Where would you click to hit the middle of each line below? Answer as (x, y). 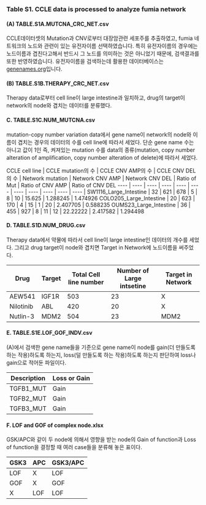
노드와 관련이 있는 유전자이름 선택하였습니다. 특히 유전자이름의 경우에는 (113, 46)
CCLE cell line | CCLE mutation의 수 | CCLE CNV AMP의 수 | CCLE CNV (95, 170)
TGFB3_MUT (28, 409)
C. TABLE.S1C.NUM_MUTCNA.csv (51, 120)
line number (86, 282)
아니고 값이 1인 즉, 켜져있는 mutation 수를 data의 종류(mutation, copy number (101, 150)
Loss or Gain (71, 378)
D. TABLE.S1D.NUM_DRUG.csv (46, 225)
